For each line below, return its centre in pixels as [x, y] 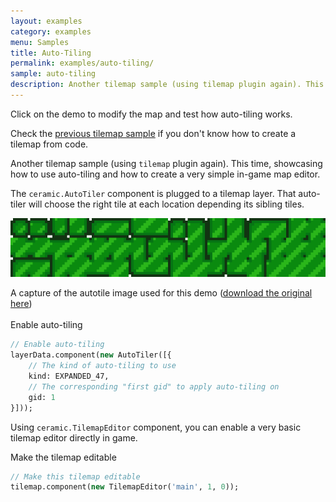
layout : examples [46, 21]
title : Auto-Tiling [51, 53]
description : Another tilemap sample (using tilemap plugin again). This [167, 85]
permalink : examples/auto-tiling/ [82, 63]
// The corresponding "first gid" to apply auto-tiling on [154, 386]
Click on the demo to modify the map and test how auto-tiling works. [151, 114]
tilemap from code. [49, 144]
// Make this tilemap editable [75, 476]
